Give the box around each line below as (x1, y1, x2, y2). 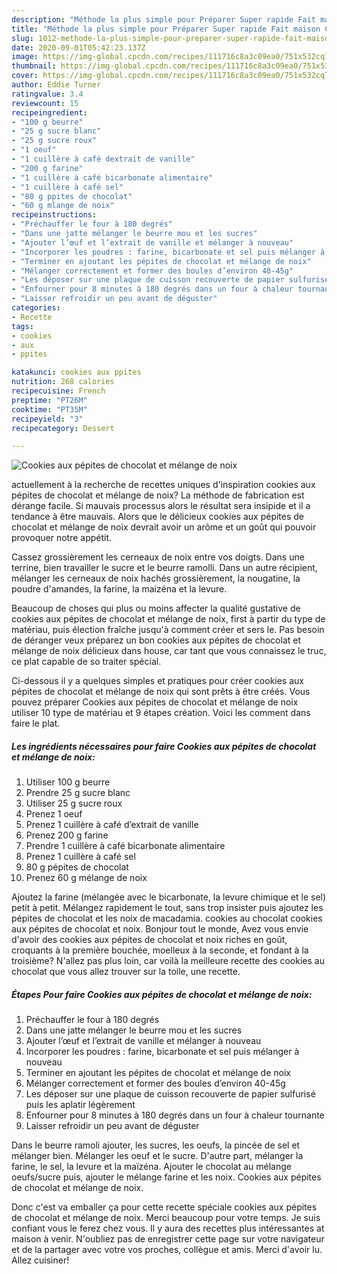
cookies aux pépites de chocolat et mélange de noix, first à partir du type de (11, 613, 326, 625)
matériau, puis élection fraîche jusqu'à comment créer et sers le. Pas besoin (11, 624, 325, 636)
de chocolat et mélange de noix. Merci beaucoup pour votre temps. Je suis (11, 1212, 321, 1224)
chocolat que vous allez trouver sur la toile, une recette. (11, 966, 241, 978)
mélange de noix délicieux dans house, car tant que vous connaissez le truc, (11, 645, 327, 657)
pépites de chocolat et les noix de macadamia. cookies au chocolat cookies (11, 912, 323, 925)
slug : (11, 33, 34, 43)
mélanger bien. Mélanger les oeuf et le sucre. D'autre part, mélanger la (11, 1150, 304, 1162)
